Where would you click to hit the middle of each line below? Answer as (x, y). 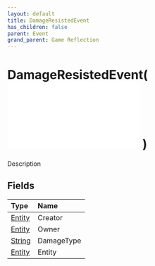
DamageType (60, 241)
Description (24, 164)
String (21, 241)
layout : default (31, 14)
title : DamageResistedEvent (49, 20)
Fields (21, 186)
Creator (50, 217)
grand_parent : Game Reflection (53, 40)
